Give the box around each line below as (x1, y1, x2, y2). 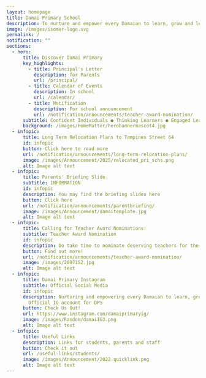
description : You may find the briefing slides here (22, 191, 161, 197)
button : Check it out (22, 345, 78, 351)
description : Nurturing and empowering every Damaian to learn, (22, 293, 191, 300)
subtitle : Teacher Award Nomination (22, 231, 116, 237)
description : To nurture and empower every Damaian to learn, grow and (6, 20, 193, 26)
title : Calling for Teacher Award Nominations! (22, 225, 147, 232)
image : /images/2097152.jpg (22, 260, 95, 266)
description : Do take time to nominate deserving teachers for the (22, 243, 199, 249)
